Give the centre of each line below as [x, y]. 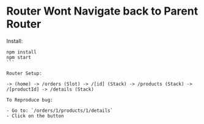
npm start [19, 57]
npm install [21, 52]
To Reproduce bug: [30, 100]
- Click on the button [35, 116]
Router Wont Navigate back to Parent [102, 11]
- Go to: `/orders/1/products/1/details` [60, 111]
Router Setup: [24, 73]
